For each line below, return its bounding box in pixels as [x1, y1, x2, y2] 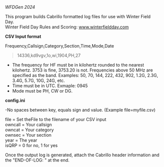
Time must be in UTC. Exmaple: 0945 [12, 83, 88, 89]
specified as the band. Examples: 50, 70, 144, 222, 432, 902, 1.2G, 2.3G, [12, 72, 158, 78]
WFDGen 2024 [5, 4, 35, 10]
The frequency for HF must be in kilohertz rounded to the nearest [12, 62, 144, 68]
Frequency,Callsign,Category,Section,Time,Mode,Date [5, 43, 114, 48]
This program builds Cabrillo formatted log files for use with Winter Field [5, 14, 151, 19]
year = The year [5, 137, 38, 143]
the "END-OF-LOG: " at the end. [5, 157, 70, 163]
